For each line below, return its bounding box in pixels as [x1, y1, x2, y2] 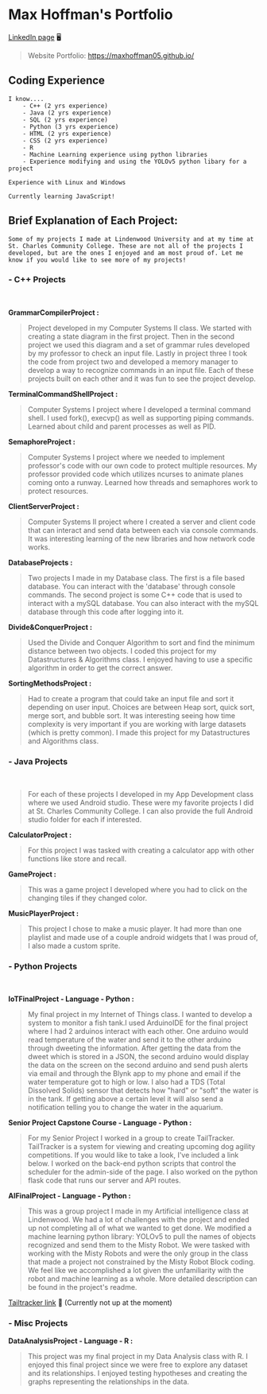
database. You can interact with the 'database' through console [27, 581, 236, 591]
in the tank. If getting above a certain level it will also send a [27, 1094, 224, 1104]
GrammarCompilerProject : [8, 308, 99, 317]
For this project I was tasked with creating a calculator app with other [27, 845, 254, 856]
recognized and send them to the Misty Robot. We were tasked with [27, 1241, 250, 1250]
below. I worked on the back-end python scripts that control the [27, 1159, 237, 1168]
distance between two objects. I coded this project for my [27, 646, 217, 655]
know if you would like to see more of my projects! [8, 256, 187, 264]
